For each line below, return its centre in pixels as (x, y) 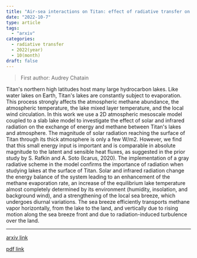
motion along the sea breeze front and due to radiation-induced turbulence (97, 214)
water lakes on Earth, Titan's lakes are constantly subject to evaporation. (94, 95)
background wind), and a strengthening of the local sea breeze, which (91, 196)
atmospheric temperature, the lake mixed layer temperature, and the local (95, 108)
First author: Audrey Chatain (55, 78)
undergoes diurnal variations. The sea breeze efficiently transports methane (98, 201)
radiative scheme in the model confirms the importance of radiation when (95, 164)
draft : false (22, 61)
